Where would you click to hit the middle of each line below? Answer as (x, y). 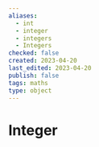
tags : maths (28, 83)
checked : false (34, 53)
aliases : (23, 16)
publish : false (34, 76)
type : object (30, 90)
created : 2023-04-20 (43, 61)
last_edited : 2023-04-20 (50, 68)
